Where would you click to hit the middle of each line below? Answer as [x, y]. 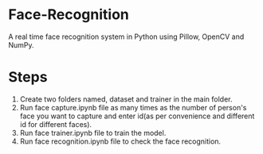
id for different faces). [56, 124]
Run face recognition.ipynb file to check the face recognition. [120, 141]
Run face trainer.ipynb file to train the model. [93, 133]
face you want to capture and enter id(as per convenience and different [137, 116]
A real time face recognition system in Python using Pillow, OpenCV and [126, 37]
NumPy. [21, 44]
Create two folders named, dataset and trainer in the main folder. [126, 99]
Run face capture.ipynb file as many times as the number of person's [133, 107]
